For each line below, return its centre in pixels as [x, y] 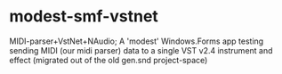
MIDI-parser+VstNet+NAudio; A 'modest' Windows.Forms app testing [137, 41]
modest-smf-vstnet [84, 16]
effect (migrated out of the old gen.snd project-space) [109, 60]
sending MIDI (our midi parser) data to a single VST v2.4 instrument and [141, 50]
